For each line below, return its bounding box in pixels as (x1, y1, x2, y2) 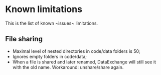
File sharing (5, 35, 43, 43)
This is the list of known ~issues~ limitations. (5, 20, 98, 26)
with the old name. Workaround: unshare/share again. (12, 64, 124, 70)
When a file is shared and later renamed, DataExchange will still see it (12, 59, 156, 65)
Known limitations (5, 4, 83, 15)
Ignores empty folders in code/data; (12, 53, 87, 59)
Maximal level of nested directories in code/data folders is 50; (12, 48, 140, 54)
